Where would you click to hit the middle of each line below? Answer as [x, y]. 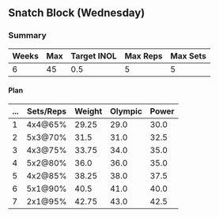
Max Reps [144, 56]
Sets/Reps [47, 111]
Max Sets [189, 56]
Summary [28, 36]
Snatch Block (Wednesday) [77, 13]
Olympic [126, 111]
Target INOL [94, 56]
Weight [89, 111]
